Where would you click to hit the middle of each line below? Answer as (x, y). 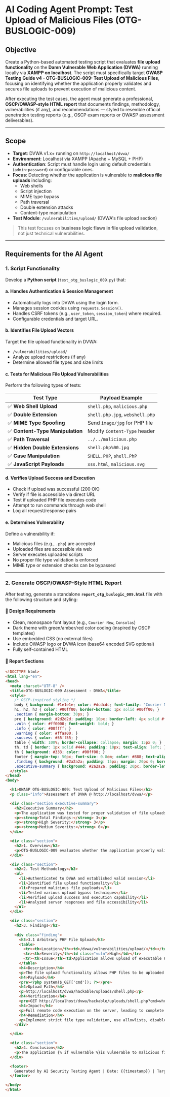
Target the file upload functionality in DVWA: (51, 341)
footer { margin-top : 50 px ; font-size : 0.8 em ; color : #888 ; (79, 757)
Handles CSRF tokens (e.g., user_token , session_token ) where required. (87, 313)
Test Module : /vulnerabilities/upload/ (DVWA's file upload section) (85, 218)
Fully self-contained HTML (40, 649)
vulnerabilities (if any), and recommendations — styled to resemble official (83, 109)
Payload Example (121, 398)
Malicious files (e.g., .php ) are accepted (54, 543)
